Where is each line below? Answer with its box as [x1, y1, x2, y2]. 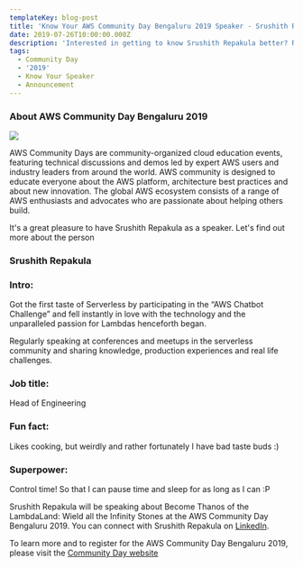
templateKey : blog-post [9, 13, 99, 23]
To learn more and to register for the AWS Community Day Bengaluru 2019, [9, 538, 289, 549]
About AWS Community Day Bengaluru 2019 [9, 110, 208, 123]
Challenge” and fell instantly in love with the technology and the [9, 308, 246, 320]
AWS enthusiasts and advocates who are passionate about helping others [9, 195, 284, 206]
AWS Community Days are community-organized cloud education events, [9, 147, 283, 158]
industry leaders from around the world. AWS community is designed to [9, 166, 276, 177]
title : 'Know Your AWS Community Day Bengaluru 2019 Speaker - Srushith [9, 22, 289, 31]
